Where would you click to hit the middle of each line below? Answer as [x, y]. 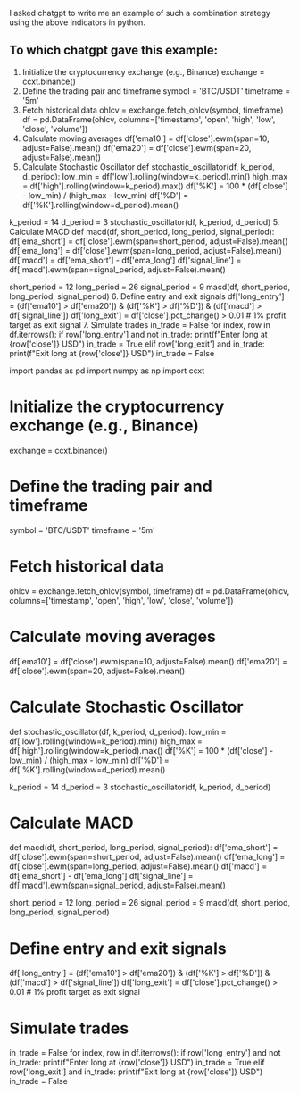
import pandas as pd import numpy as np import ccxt [107, 371]
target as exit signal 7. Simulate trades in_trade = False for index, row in [140, 324]
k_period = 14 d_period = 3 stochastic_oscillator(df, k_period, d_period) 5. [145, 221]
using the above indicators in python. [77, 22]
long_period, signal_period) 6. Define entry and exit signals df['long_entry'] [147, 296]
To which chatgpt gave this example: [114, 50]
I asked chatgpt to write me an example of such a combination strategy [140, 13]
